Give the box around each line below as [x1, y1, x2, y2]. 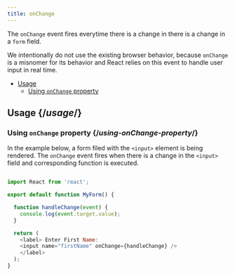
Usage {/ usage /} [7, 107, 82, 119]
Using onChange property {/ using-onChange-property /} [7, 128, 199, 138]
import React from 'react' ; [7, 178, 90, 186]
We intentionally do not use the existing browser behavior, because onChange [7, 51, 229, 59]
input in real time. [7, 65, 58, 74]
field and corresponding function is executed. [7, 159, 139, 167]
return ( [13, 230, 39, 237]
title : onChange [7, 10, 55, 18]
